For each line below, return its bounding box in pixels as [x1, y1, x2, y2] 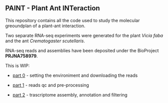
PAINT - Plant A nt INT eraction [5, 4, 100, 13]
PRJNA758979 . [5, 53, 38, 59]
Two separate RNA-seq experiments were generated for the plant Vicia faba [5, 32, 163, 38]
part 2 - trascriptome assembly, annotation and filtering [12, 91, 128, 97]
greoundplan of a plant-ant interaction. [5, 23, 86, 29]
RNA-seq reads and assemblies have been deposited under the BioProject [5, 47, 159, 53]
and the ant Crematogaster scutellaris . [5, 38, 86, 44]
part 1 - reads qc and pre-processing [12, 82, 90, 88]
